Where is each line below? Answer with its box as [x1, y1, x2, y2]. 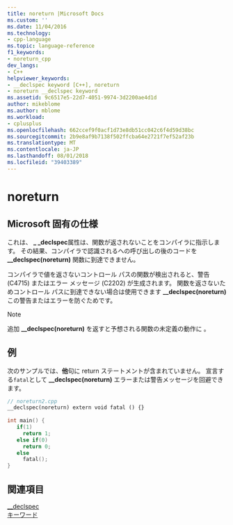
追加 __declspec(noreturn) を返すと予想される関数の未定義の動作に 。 [7, 324, 210, 332]
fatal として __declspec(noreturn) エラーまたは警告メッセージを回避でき [13, 375, 224, 383]
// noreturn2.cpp [7, 398, 58, 405]
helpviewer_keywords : [7, 74, 70, 82]
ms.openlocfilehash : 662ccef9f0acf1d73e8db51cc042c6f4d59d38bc [7, 127, 195, 134]
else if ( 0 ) [16, 436, 49, 444]
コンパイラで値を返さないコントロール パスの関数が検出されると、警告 [7, 270, 210, 278]
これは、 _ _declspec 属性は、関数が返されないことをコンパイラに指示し [7, 238, 214, 246]
